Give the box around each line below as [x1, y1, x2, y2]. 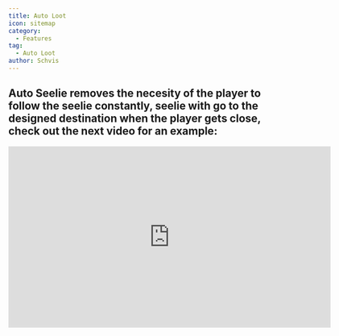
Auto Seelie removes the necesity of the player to [8, 86, 262, 101]
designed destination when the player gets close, [8, 112, 262, 126]
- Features [15, 34, 52, 43]
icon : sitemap [8, 19, 56, 27]
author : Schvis [8, 57, 60, 65]
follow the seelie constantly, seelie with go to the [8, 99, 259, 113]
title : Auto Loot [8, 11, 67, 20]
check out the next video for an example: [8, 124, 218, 138]
